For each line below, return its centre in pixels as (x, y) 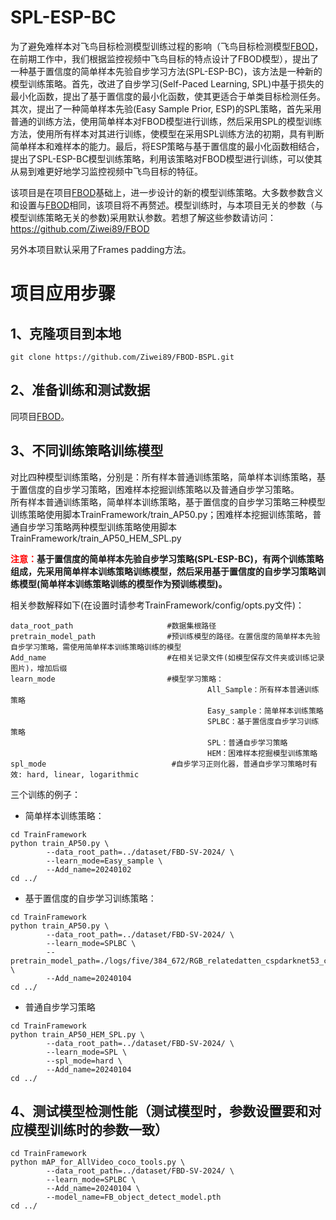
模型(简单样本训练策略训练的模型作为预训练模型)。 (123, 583)
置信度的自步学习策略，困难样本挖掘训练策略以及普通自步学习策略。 (159, 489)
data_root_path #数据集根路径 (113, 626)
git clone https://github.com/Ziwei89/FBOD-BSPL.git (122, 357)
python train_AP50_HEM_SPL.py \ (77, 1034)
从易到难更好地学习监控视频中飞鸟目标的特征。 (106, 171)
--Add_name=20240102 (89, 869)
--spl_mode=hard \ (84, 1061)
